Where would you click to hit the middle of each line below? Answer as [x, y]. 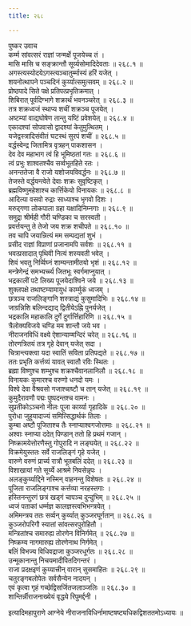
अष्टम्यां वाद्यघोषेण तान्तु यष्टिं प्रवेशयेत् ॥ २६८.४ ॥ [71, 118]
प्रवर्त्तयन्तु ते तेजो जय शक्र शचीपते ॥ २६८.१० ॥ [69, 226]
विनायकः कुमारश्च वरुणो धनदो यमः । [54, 380]
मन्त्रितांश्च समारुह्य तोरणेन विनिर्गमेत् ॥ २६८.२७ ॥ [71, 533]
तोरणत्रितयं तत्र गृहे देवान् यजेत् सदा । [55, 343]
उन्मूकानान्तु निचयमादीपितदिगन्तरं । [53, 560]
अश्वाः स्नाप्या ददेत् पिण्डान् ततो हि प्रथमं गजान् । [68, 433]
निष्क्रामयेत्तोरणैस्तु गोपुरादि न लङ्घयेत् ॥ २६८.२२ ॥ [74, 443]
